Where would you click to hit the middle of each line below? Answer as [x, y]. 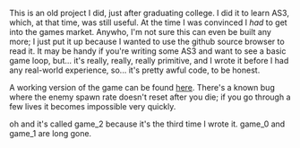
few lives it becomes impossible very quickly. [93, 106]
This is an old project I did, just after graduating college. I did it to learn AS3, [149, 13]
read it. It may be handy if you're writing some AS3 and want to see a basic [148, 51]
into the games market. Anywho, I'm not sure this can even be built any [140, 32]
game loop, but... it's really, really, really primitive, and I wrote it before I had [149, 61]
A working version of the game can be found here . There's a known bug [142, 87]
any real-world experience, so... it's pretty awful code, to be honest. [135, 70]
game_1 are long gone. [51, 133]
